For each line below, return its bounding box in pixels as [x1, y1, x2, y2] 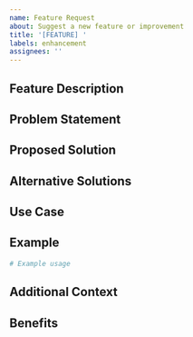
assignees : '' [9, 47, 63, 56]
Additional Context [9, 284, 118, 300]
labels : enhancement [9, 38, 88, 48]
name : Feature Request [9, 13, 95, 23]
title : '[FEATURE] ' [9, 30, 88, 39]
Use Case [9, 204, 65, 220]
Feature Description [9, 81, 124, 96]
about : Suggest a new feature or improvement [9, 22, 184, 31]
